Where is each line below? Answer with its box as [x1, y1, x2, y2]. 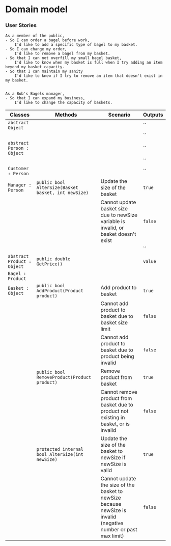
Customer [8, 166, 29, 172]
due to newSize [100, 211, 138, 219]
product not [100, 407, 129, 415]
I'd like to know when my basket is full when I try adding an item [14, 60, 163, 65]
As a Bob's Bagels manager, [5, 91, 65, 96]
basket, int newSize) [36, 190, 89, 196]
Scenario [108, 111, 131, 118]
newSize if [100, 454, 126, 461]
